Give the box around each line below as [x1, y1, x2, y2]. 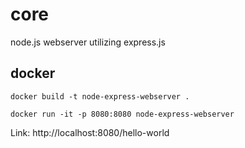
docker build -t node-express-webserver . [10, 91, 190, 102]
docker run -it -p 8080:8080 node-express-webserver [10, 109, 235, 119]
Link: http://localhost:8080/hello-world [10, 126, 170, 138]
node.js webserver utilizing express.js [10, 36, 166, 48]
